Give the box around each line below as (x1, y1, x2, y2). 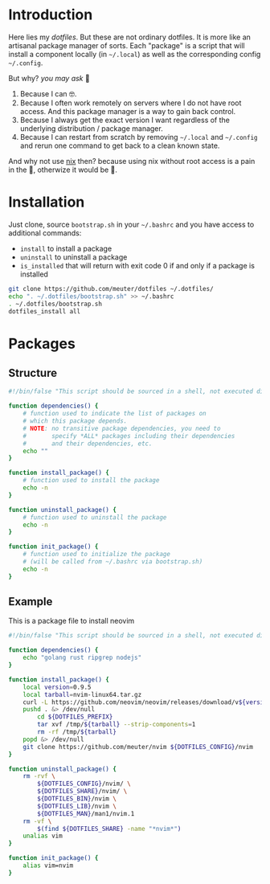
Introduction (8, 6, 93, 24)
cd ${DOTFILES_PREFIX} (37, 713, 113, 721)
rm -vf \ (22, 817, 52, 825)
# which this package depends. (22, 417, 128, 425)
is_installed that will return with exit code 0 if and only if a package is (19, 260, 256, 270)
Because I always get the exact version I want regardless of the (19, 115, 231, 125)
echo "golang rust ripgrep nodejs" (22, 653, 142, 662)
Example (8, 595, 53, 608)
